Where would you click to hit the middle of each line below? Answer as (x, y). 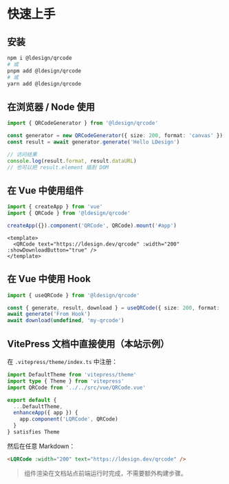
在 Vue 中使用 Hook (49, 279)
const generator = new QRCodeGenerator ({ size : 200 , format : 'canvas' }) (115, 136)
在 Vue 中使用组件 (45, 190)
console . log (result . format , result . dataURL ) (72, 161)
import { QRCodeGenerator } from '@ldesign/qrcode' (83, 123)
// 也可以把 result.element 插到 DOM (58, 167)
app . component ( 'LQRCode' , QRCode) (69, 419)
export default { (32, 400)
